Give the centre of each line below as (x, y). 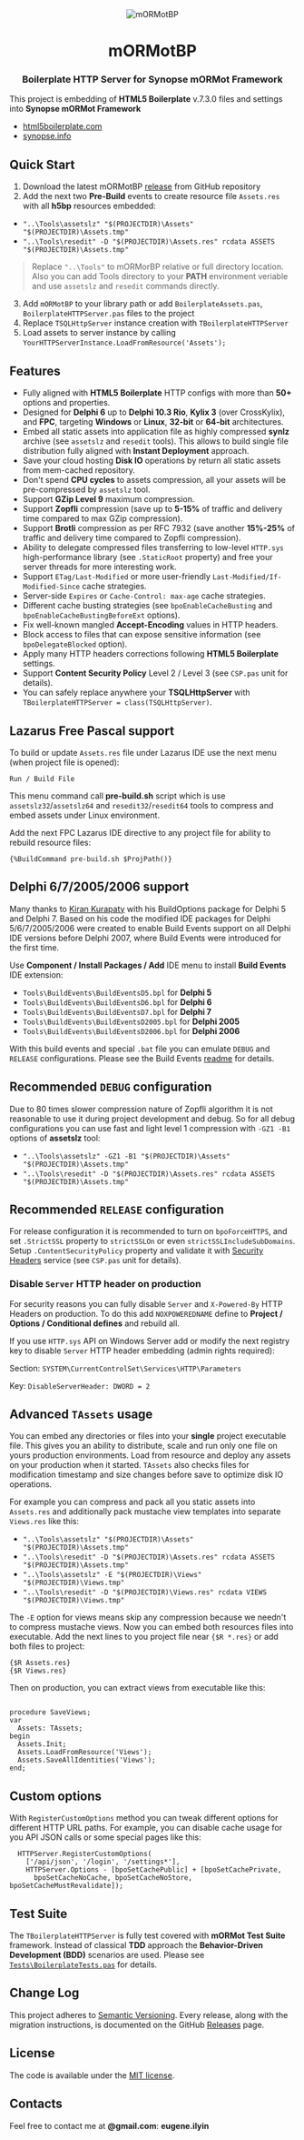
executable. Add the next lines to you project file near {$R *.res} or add (144, 1637)
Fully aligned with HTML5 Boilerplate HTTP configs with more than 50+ (157, 393)
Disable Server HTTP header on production (105, 1284)
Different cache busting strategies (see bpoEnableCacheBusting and (147, 606)
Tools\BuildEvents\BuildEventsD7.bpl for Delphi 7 (117, 1011)
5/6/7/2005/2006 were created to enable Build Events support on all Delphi (150, 928)
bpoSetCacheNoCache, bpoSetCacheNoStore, (113, 1878)
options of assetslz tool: (55, 1138)
